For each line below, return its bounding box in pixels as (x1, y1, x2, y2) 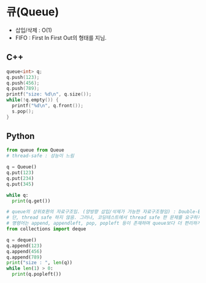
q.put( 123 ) (6, 170, 34, 176)
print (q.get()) (12, 198, 51, 204)
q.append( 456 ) (6, 248, 43, 254)
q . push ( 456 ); (6, 80, 40, 86)
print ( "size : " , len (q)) (6, 260, 72, 266)
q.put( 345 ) (6, 181, 34, 187)
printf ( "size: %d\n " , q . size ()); (6, 91, 92, 97)
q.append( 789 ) (6, 254, 43, 260)
